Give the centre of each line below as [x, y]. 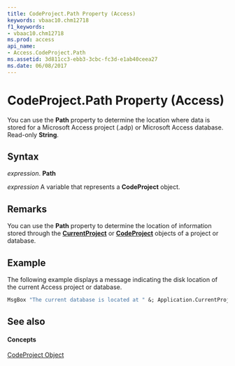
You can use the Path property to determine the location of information [109, 226]
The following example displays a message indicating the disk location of [113, 280]
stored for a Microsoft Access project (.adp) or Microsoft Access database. [115, 127]
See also [26, 322]
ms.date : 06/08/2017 [37, 66]
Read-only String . [33, 134]
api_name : [22, 46]
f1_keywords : [26, 27]
